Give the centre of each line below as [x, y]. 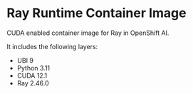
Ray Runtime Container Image [96, 13]
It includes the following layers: [52, 46]
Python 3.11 [33, 68]
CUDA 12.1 [32, 75]
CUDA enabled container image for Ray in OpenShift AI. [88, 33]
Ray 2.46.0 [33, 83]
